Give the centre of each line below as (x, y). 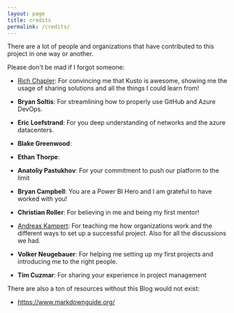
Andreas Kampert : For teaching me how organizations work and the (115, 226)
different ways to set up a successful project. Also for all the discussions (122, 234)
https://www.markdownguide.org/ (66, 302)
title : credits (29, 20)
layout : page (26, 14)
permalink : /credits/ (39, 26)
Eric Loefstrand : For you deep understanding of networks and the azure (121, 123)
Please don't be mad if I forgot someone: (66, 68)
